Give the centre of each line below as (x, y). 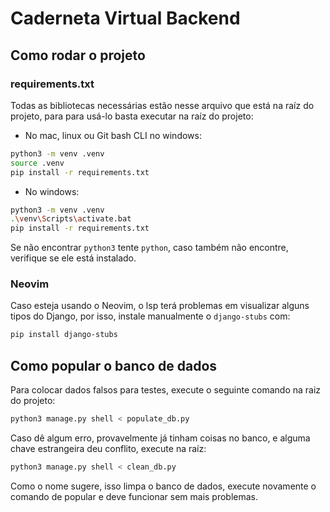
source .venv (37, 163)
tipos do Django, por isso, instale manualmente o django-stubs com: (150, 316)
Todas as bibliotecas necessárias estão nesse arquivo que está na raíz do (162, 105)
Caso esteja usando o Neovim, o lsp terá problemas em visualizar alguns (160, 306)
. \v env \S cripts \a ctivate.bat (71, 219)
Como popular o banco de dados (114, 365)
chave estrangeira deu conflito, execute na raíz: (108, 448)
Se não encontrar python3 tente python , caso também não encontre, (149, 248)
